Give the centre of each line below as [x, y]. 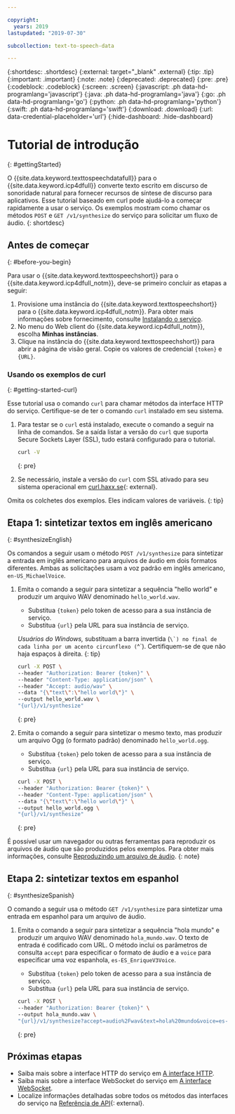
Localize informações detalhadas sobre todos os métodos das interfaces [123, 1096]
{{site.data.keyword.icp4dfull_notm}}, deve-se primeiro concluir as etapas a [117, 283]
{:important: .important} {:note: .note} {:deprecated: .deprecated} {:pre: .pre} [118, 79]
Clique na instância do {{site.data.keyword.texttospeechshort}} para [116, 341]
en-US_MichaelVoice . [36, 575]
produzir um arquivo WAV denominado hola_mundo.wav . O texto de [113, 938]
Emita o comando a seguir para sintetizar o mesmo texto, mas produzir [120, 733]
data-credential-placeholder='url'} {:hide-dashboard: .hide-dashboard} [110, 117]
